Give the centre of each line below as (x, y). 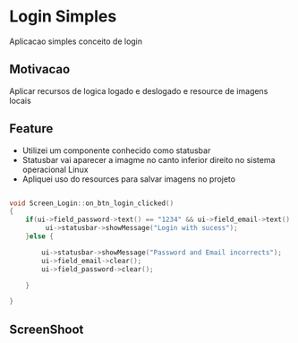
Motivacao (40, 69)
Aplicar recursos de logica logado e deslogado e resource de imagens (139, 90)
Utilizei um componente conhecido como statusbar (116, 150)
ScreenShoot (47, 329)
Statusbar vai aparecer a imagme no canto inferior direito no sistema (149, 159)
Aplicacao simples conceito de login (76, 41)
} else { (39, 236)
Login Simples (63, 17)
